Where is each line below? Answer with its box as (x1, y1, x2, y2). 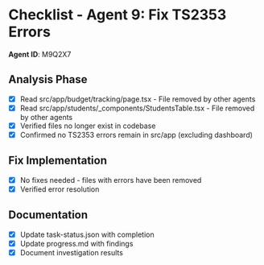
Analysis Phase (8, 72, 88, 86)
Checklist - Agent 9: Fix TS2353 (8, 6, 227, 24)
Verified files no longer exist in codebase (19, 121, 156, 130)
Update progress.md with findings (19, 238, 134, 248)
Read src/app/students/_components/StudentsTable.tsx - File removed (19, 103, 255, 113)
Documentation (8, 208, 89, 222)
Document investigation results (19, 247, 123, 257)
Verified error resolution (19, 184, 100, 194)
